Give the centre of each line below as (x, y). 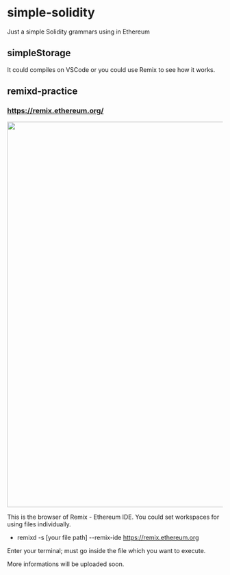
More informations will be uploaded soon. (66, 564)
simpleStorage (39, 53)
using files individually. (39, 524)
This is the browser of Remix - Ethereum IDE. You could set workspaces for (113, 517)
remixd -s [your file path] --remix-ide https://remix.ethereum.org (108, 538)
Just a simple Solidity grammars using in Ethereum (79, 32)
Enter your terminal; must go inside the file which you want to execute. (106, 551)
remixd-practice (42, 91)
